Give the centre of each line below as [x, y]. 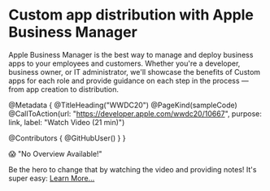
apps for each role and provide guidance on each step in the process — [129, 80]
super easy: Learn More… [52, 178]
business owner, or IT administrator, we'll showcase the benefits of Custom [135, 72]
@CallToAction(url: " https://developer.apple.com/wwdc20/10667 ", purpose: [135, 113]
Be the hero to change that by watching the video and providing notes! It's [133, 169]
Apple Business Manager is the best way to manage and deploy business [131, 54]
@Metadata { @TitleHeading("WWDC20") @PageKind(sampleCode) [123, 105]
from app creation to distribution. [64, 89]
